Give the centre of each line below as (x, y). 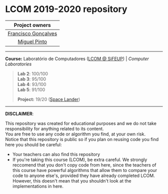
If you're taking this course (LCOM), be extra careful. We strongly (80, 159)
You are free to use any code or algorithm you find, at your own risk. (75, 134)
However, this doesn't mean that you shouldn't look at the (72, 180)
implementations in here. (38, 186)
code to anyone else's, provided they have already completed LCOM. (83, 175)
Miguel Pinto (32, 41)
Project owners (32, 25)
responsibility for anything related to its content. (54, 128)
